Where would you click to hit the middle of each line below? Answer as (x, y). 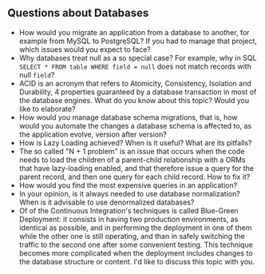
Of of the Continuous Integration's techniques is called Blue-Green (129, 210)
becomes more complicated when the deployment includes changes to (136, 253)
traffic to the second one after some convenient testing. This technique (136, 244)
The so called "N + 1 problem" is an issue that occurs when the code (132, 151)
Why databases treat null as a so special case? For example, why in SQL (138, 58)
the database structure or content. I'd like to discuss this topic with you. (136, 261)
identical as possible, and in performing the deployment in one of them (135, 228)
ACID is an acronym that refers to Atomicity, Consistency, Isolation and (135, 83)
